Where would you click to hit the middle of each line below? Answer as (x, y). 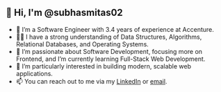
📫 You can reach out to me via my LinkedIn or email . (91, 81)
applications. (34, 73)
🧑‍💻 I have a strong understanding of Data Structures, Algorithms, (109, 37)
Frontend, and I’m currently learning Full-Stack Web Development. (110, 59)
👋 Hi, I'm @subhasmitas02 (65, 13)
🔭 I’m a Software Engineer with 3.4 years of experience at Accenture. (115, 29)
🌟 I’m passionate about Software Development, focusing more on (109, 51)
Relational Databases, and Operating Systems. (82, 44)
